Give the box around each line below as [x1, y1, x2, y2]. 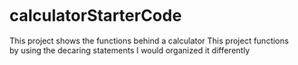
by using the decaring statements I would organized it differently [9, 44, 251, 55]
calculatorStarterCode [9, 5, 183, 26]
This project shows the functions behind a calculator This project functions [9, 35, 290, 46]
